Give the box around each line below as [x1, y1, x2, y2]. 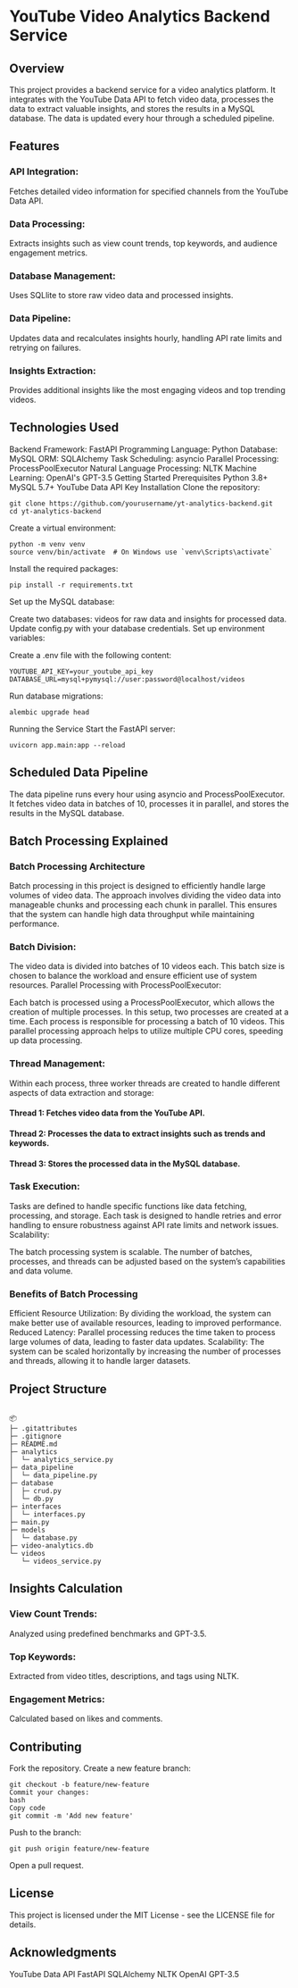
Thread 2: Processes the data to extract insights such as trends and [9, 1128, 266, 1139]
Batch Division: [9, 940, 77, 953]
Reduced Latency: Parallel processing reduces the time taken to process [9, 1327, 276, 1338]
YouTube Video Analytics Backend [9, 6, 270, 27]
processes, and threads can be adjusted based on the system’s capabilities [9, 1256, 286, 1266]
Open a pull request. [9, 1860, 85, 1871]
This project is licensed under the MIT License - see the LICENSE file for [9, 1909, 275, 1920]
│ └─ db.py [9, 1494, 54, 1503]
